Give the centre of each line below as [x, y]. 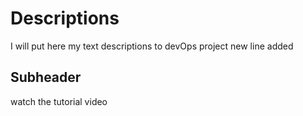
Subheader [46, 77]
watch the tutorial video [59, 101]
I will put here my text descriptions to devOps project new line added [152, 46]
